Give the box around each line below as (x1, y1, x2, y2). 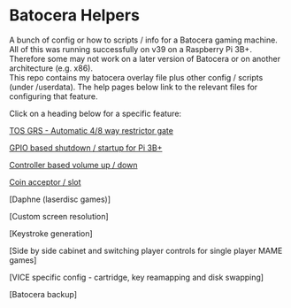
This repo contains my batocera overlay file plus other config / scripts (9, 72, 264, 82)
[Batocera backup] (9, 289, 78, 299)
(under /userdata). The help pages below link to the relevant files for (9, 81, 258, 92)
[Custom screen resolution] (9, 211, 109, 221)
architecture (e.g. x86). (9, 63, 93, 73)
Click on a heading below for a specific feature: (9, 108, 182, 119)
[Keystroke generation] (9, 227, 93, 239)
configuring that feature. (9, 90, 98, 102)
